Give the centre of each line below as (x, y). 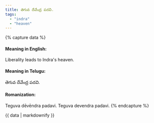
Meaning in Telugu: (26, 71)
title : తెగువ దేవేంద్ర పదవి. (29, 10)
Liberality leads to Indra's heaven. (40, 60)
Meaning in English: (26, 49)
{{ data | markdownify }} (30, 115)
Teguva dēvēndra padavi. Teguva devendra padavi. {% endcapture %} (77, 105)
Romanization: (21, 95)
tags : (11, 14)
